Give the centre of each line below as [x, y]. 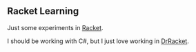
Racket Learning [43, 11]
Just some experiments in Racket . [55, 27]
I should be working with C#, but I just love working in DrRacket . [98, 41]
